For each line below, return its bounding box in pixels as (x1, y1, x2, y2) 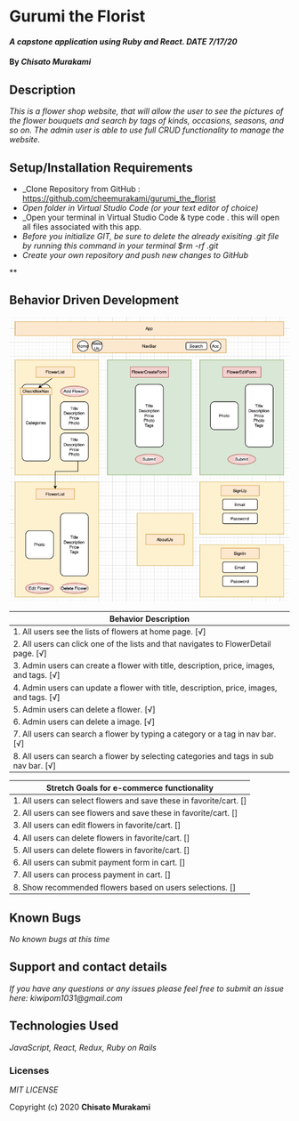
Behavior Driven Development (9, 293, 180, 308)
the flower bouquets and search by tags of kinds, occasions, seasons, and (9, 116, 285, 126)
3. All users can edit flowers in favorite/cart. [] (12, 820, 182, 831)
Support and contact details (9, 959, 167, 975)
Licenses (9, 1064, 50, 1077)
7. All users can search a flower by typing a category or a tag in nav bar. (12, 729, 277, 739)
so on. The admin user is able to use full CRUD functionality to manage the (9, 125, 285, 135)
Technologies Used (9, 1019, 118, 1034)
